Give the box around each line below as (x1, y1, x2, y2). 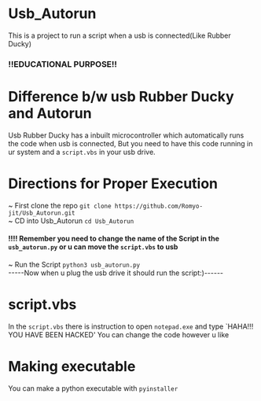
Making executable (8, 358, 136, 376)
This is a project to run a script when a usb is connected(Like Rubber (8, 31, 232, 40)
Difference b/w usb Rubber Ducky (8, 88, 234, 106)
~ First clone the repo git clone (8, 200, 112, 210)
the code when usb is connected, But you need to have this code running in (8, 138, 253, 148)
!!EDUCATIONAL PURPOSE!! (8, 58, 118, 69)
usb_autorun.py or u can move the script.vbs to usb (8, 242, 178, 252)
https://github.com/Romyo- (114, 202, 203, 210)
